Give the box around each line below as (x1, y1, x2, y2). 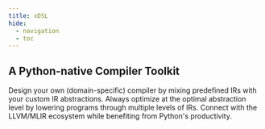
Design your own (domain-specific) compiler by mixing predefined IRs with (8, 85, 258, 95)
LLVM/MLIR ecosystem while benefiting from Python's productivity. (8, 111, 232, 121)
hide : (8, 19, 27, 27)
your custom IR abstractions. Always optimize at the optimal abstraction (8, 94, 246, 104)
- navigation (15, 27, 60, 35)
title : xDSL (8, 11, 48, 20)
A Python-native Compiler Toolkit (8, 64, 180, 77)
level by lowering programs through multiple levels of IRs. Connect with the (8, 102, 258, 113)
